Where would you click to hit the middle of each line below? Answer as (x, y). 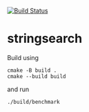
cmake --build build (37, 76)
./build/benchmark (33, 102)
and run (18, 89)
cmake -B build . (32, 70)
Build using (23, 57)
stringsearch (45, 39)
